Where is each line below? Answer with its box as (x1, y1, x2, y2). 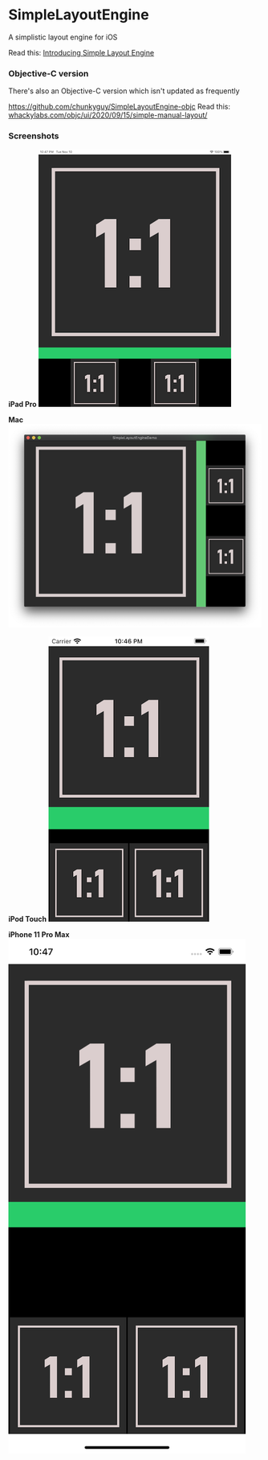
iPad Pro (8, 399, 37, 409)
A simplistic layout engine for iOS (8, 32, 118, 42)
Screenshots (8, 130, 59, 142)
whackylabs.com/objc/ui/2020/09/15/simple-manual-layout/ (8, 110, 208, 120)
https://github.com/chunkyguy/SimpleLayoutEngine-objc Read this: (8, 102, 231, 112)
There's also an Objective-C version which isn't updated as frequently (8, 86, 240, 96)
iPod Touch (8, 914, 47, 923)
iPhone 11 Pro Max (8, 929, 70, 939)
